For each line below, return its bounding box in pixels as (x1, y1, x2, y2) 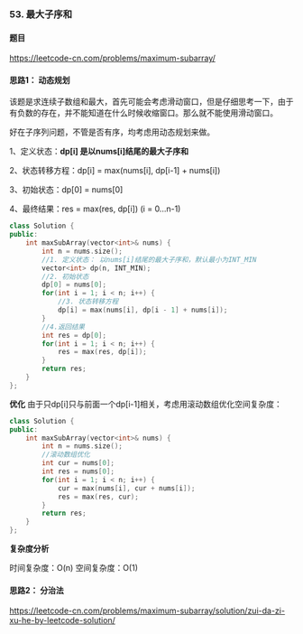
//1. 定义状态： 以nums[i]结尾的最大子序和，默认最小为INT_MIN (41, 255, 257, 264)
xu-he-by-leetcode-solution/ (9, 615, 115, 626)
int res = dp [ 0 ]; (41, 331, 106, 340)
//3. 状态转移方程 (57, 297, 119, 306)
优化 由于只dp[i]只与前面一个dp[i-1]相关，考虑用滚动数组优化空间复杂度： (9, 398, 282, 409)
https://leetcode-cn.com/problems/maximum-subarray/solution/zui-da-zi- (9, 605, 286, 616)
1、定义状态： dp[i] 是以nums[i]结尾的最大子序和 (9, 146, 189, 157)
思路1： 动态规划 (9, 74, 70, 85)
